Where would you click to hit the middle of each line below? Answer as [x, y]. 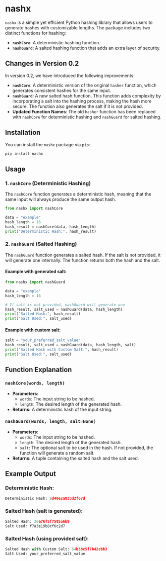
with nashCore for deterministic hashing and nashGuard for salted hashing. [87, 117]
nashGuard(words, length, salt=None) [51, 421]
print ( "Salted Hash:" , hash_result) [43, 314]
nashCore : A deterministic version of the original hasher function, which [84, 85]
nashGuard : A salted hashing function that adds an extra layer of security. [86, 48]
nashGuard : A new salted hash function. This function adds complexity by [86, 95]
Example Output [30, 474]
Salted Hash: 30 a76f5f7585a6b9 [37, 521]
